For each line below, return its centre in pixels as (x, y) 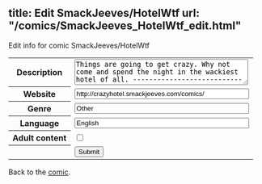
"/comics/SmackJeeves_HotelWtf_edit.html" (125, 26)
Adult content (40, 138)
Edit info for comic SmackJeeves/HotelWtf (79, 45)
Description (40, 73)
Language (39, 123)
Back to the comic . (40, 172)
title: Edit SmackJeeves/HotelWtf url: (104, 13)
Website (40, 94)
